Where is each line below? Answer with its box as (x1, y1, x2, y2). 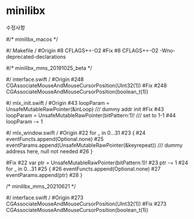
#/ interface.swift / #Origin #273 (6, 194, 84, 201)
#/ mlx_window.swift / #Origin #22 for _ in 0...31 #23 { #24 (6, 129, 146, 136)
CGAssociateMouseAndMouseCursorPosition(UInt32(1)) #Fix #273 (6, 200, 167, 207)
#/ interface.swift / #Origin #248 (6, 76, 84, 83)
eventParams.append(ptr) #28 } (6, 171, 83, 178)
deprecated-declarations (6, 53, 66, 60)
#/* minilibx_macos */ (6, 36, 58, 43)
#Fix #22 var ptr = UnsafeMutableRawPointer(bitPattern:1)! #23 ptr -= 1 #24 (6, 159, 188, 166)
